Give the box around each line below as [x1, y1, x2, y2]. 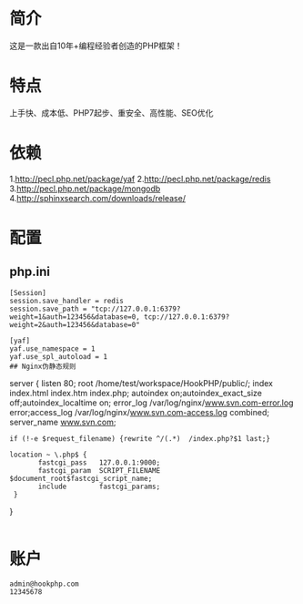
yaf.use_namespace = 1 [9, 343, 96, 353]
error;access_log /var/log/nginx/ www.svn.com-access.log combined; [9, 406, 270, 417]
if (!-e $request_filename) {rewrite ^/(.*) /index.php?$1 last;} [9, 434, 271, 443]
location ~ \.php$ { [9, 450, 88, 459]
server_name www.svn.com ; [9, 416, 116, 427]
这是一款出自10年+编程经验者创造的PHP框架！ [9, 40, 184, 51]
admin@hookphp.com [9, 579, 79, 589]
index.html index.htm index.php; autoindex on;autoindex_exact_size [9, 387, 262, 398]
